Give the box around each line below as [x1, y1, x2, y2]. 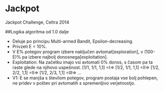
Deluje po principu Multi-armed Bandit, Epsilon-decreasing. [12, 38, 133, 44]
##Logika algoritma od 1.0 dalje [5, 29, 69, 34]
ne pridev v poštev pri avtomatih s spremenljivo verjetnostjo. [12, 80, 136, 86]
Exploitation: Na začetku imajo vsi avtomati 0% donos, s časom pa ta [12, 59, 153, 65]
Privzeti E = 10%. [12, 43, 47, 49]
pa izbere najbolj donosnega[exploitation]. [22, 54, 108, 60]
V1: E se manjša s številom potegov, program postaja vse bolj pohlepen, [12, 75, 158, 81]
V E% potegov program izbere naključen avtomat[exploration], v [12, 49, 143, 55]
